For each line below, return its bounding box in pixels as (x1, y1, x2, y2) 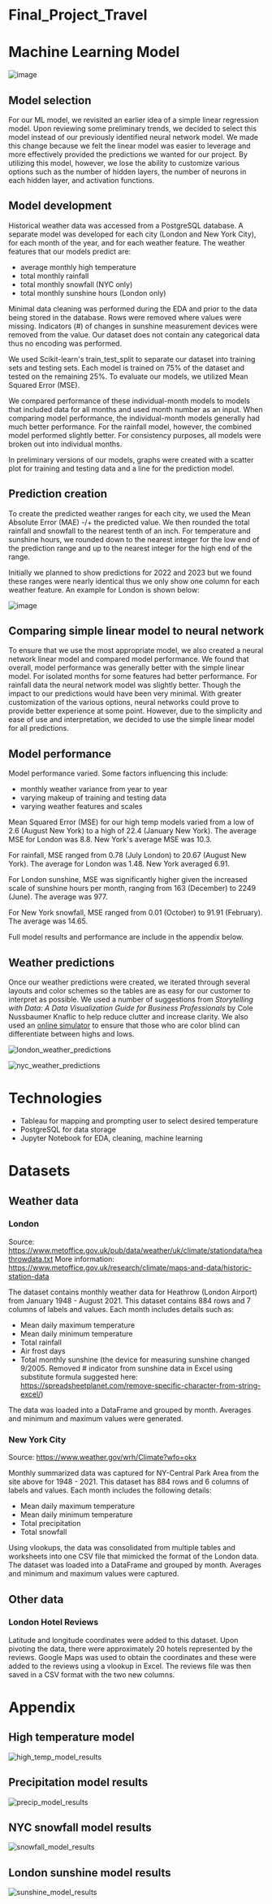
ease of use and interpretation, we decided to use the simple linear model (8, 715, 255, 724)
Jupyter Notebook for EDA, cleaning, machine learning (19, 1132, 203, 1143)
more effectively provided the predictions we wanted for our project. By (8, 149, 248, 159)
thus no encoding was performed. (8, 338, 123, 348)
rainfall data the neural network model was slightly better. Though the (8, 680, 241, 690)
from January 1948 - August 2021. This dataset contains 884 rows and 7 (8, 1295, 252, 1306)
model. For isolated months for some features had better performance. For (8, 672, 258, 681)
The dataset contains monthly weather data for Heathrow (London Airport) (8, 1287, 258, 1297)
